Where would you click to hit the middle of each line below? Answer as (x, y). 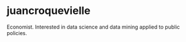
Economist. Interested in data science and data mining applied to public (93, 27)
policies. (17, 33)
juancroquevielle (49, 11)
